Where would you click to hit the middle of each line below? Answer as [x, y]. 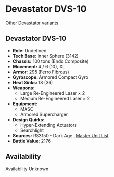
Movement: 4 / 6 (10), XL [39, 66]
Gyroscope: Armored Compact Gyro [50, 77]
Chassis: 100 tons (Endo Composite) [50, 61]
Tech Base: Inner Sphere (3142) [45, 56]
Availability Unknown [27, 169]
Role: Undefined [29, 50]
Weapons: [23, 88]
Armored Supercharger [44, 114]
